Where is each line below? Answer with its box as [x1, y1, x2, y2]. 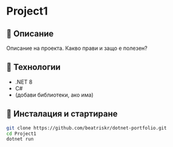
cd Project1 [6, 131, 36, 137]
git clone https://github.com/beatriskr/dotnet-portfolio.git [6, 125, 167, 131]
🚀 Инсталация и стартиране [6, 109, 118, 119]
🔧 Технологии [6, 62, 61, 72]
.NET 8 [15, 78, 33, 86]
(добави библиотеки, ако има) [15, 91, 94, 98]
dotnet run [6, 136, 34, 142]
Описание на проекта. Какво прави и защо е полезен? [6, 44, 148, 52]
